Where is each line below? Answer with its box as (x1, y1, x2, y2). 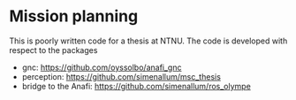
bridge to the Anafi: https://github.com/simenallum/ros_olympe (21, 81, 252, 91)
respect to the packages (9, 44, 98, 55)
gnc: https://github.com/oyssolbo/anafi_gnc (21, 62, 182, 73)
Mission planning (9, 6, 139, 27)
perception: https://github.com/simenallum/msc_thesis (21, 71, 221, 81)
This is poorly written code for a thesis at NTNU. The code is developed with (9, 35, 288, 46)
